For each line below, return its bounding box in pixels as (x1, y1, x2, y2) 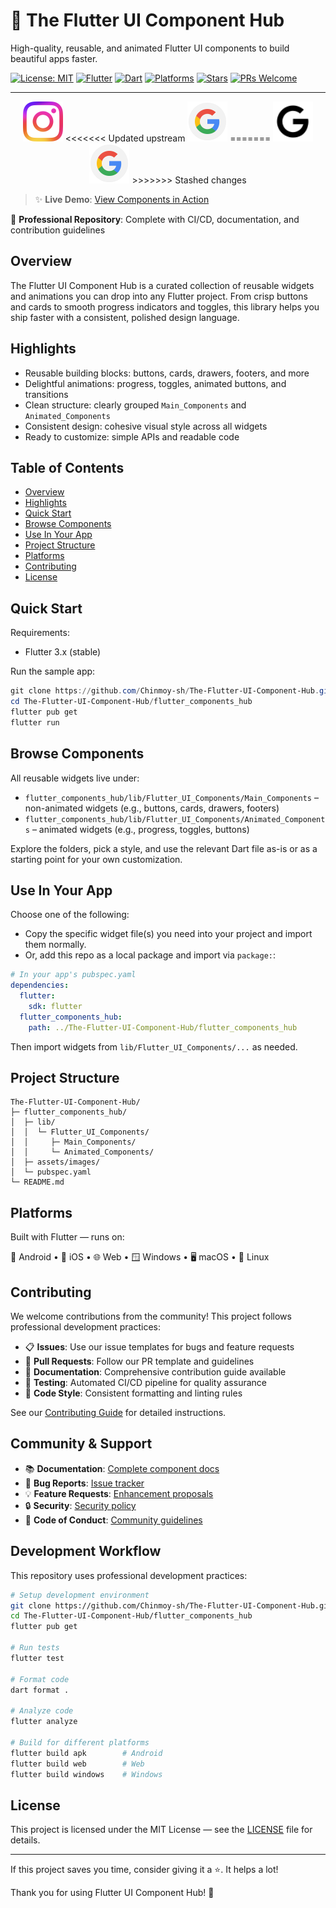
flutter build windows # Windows (10, 1769, 163, 1779)
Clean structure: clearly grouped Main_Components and (24, 399, 247, 411)
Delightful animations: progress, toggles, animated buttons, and (24, 377, 287, 389)
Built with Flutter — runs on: (10, 1231, 125, 1243)
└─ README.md (10, 1177, 65, 1188)
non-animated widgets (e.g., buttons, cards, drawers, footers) (24, 802, 280, 814)
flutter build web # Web (10, 1759, 145, 1769)
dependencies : (10, 980, 70, 991)
